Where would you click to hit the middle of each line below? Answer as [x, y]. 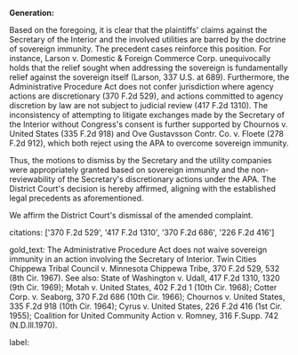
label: [19, 342]
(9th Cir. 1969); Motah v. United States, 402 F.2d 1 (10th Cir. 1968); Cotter [143, 287]
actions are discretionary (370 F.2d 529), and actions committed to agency [146, 96]
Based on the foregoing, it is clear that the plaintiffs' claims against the [138, 30]
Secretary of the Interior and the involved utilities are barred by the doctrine [148, 39]
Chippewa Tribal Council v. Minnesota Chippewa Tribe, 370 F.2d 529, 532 [145, 268]
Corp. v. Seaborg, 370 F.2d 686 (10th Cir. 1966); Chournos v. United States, [147, 297]
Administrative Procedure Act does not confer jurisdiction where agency [141, 87]
